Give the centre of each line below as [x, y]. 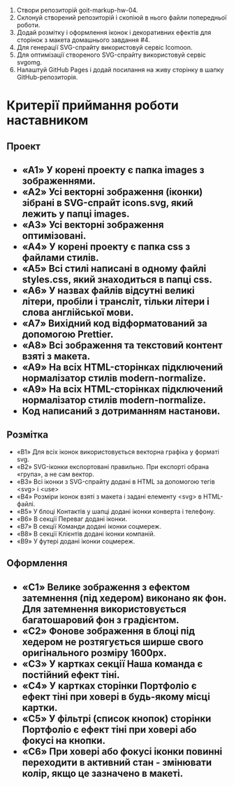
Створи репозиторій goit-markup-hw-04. [77, 10]
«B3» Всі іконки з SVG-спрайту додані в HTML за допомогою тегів [116, 481]
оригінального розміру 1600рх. [94, 652]
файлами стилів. [60, 258]
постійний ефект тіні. [71, 675]
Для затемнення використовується [104, 609]
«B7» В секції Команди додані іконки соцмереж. [89, 526]
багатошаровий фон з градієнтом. [101, 620]
